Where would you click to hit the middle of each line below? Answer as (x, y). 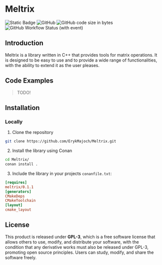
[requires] (16, 182)
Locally (14, 122)
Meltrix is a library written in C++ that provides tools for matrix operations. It (81, 55)
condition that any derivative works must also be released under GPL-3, (77, 247)
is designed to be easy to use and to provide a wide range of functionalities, (81, 60)
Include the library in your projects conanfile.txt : (62, 173)
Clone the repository (33, 132)
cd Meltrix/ (17, 160)
